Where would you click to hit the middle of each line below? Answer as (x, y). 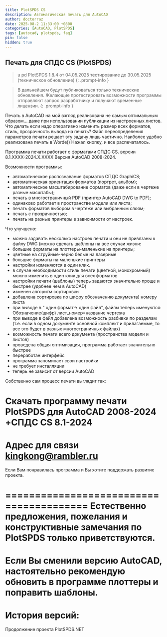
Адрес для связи (42, 445)
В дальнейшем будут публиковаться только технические (78, 90)
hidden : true (19, 43)
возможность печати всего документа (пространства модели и (81, 334)
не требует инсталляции (38, 366)
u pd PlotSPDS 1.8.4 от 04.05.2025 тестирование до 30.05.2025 (84, 75)
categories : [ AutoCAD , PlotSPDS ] (40, 29)
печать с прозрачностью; (40, 214)
